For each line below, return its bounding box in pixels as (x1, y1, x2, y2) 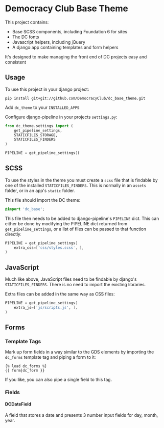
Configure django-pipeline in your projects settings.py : (5, 114, 117, 120)
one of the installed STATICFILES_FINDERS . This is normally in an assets (5, 182, 146, 188)
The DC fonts (12, 34, 39, 40)
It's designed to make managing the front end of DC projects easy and (5, 53, 147, 59)
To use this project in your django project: (5, 86, 89, 92)
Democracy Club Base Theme (5, 3, 128, 14)
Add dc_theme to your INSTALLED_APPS (5, 104, 80, 110)
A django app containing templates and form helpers (12, 44, 118, 50)
